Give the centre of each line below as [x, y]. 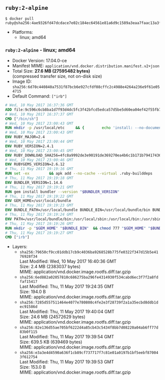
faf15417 [28, 282]
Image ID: [22, 81]
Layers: [20, 247]
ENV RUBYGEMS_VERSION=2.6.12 [35, 164]
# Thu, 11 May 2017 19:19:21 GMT [39, 187]
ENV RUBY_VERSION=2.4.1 [29, 146]
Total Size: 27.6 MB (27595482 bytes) [51, 71]
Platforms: [23, 32]
